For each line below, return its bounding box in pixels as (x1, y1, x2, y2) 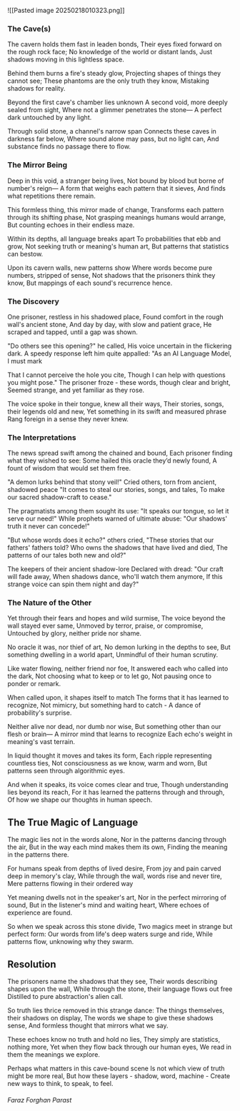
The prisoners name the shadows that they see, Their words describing (7, 977, 218, 986)
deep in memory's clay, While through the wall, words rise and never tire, (7, 872, 223, 880)
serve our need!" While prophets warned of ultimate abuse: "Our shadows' (7, 514, 228, 523)
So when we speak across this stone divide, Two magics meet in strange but (7, 923, 233, 931)
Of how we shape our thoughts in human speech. (7, 795, 153, 804)
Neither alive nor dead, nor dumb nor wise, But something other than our (7, 723, 221, 731)
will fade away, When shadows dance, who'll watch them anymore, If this (7, 573, 223, 581)
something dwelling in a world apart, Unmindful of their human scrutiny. (7, 650, 219, 659)
